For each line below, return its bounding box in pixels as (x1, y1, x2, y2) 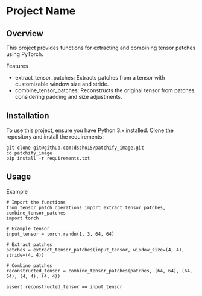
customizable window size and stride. (14, 80, 109, 87)
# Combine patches (6, 262, 52, 269)
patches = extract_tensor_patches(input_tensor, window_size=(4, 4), (6, 247, 185, 253)
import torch (6, 215, 39, 221)
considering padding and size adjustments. (14, 93, 122, 100)
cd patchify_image (6, 150, 52, 156)
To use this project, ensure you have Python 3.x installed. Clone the (6, 127, 174, 134)
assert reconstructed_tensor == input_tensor (6, 283, 122, 290)
